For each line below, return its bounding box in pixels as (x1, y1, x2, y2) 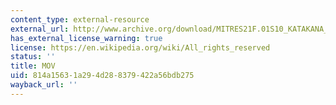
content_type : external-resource (10, 14, 150, 25)
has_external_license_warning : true (10, 33, 163, 43)
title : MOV (10, 61, 56, 71)
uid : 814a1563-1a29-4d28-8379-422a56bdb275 (10, 71, 195, 81)
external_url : (10, 24, 70, 34)
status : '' (10, 52, 56, 62)
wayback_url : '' (10, 80, 78, 90)
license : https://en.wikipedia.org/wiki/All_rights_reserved (10, 42, 271, 53)
